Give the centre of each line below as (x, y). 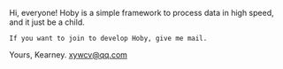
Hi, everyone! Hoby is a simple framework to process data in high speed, (141, 13)
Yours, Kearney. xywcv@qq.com (69, 55)
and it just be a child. (47, 22)
